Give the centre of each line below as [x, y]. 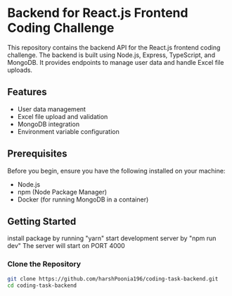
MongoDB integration [48, 124]
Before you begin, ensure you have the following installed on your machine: [116, 171]
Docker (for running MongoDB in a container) [83, 199]
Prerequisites [37, 154]
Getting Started [42, 221]
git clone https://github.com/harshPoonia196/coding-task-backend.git [113, 279]
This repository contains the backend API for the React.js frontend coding [114, 47]
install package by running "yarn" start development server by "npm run [112, 238]
